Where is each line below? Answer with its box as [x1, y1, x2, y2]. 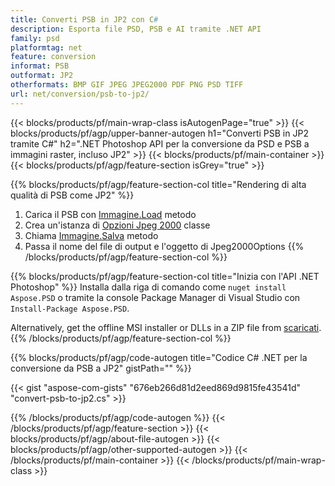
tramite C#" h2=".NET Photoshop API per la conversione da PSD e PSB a [10, 137, 310, 150]
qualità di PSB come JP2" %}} [10, 189, 135, 201]
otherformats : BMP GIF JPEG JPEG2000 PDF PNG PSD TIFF [10, 80, 244, 90]
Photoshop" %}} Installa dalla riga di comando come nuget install [10, 281, 287, 293]
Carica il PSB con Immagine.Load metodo [24, 208, 197, 220]
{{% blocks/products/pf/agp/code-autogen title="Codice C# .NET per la [10, 351, 308, 363]
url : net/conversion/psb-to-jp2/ [10, 89, 150, 99]
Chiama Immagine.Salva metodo [24, 229, 159, 241]
